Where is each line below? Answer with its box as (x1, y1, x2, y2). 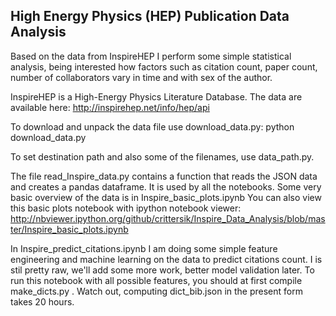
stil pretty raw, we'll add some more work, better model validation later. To (10, 264, 315, 276)
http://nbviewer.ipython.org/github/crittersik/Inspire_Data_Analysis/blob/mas (10, 212, 326, 224)
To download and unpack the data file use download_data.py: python (10, 120, 295, 133)
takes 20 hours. (10, 295, 75, 308)
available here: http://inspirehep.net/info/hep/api (10, 101, 210, 113)
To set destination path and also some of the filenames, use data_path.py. (10, 150, 315, 163)
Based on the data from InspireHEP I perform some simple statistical (10, 50, 292, 62)
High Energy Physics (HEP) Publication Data (10, 8, 290, 25)
